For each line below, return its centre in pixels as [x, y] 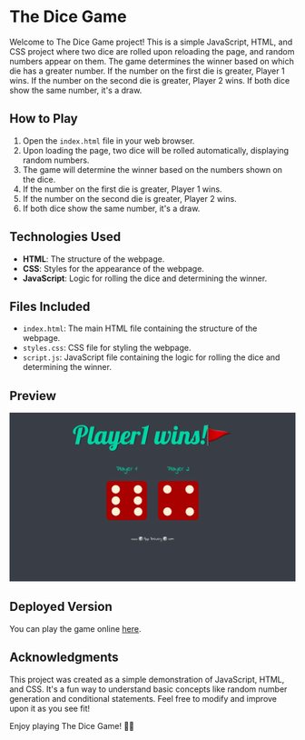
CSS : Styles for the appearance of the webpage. [113, 268]
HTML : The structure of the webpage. [93, 259]
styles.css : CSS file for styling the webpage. [107, 348]
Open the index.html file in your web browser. [108, 140]
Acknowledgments [64, 658]
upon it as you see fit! [50, 708]
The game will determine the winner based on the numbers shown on [152, 169]
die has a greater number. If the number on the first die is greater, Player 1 [147, 71]
